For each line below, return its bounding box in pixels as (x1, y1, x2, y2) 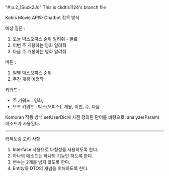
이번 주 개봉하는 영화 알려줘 (12, 42, 67, 48)
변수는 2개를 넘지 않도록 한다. (12, 159, 70, 165)
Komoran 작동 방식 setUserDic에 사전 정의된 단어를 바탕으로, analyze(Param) (5, 114, 160, 120)
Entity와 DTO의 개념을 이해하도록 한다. (12, 165, 89, 171)
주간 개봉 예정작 (12, 76, 44, 82)
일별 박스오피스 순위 (12, 70, 52, 76)
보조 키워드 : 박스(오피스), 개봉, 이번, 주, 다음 (12, 104, 100, 109)
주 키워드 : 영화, (12, 97, 44, 103)
